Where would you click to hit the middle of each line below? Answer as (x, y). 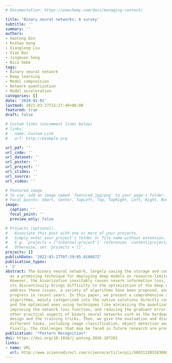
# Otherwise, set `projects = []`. (46, 247)
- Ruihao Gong (20, 43)
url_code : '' (19, 152)
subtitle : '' (19, 24)
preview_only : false (32, 219)
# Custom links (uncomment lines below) (49, 124)
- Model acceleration (28, 91)
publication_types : (26, 262)
